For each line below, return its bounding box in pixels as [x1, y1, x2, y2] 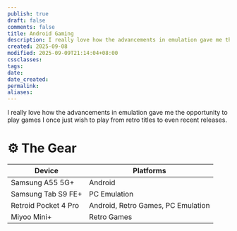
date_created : [7, 75, 49, 83]
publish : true [7, 10, 49, 18]
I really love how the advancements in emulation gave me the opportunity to [7, 108, 228, 117]
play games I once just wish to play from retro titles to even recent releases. [7, 115, 228, 124]
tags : [7, 63, 23, 70]
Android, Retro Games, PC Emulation [89, 201, 210, 211]
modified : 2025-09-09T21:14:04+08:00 [7, 50, 119, 57]
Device [34, 166, 59, 176]
